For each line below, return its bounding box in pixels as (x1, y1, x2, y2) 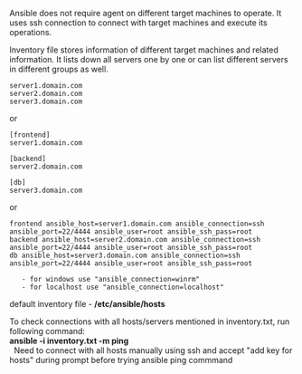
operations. (9, 27, 52, 37)
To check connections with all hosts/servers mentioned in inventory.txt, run (9, 316, 290, 327)
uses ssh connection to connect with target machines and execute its (9, 17, 269, 28)
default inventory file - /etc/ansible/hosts (9, 299, 165, 309)
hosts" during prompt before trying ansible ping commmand (9, 355, 233, 365)
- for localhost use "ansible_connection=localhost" (21, 283, 224, 292)
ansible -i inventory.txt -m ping (9, 335, 129, 346)
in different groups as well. (9, 63, 109, 74)
